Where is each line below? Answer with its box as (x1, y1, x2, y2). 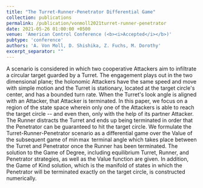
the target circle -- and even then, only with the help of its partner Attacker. (6, 110, 194, 117)
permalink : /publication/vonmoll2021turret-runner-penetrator (6, 20, 167, 26)
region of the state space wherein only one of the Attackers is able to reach (6, 104, 195, 111)
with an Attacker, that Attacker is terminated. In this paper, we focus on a (6, 97, 188, 104)
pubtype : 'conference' (6, 37, 64, 43)
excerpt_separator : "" (6, 49, 64, 55)
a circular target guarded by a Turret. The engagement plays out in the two (6, 71, 193, 79)
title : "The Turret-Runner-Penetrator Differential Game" (6, 8, 156, 15)
